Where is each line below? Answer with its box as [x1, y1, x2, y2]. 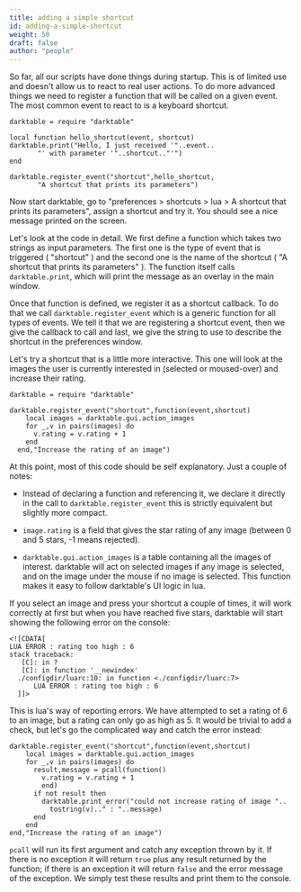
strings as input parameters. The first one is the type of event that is [9, 242, 261, 253]
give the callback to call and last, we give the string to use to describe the [9, 327, 282, 338]
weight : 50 [9, 30, 50, 39]
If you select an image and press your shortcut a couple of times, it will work [9, 598, 292, 608]
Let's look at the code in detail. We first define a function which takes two [9, 233, 281, 244]
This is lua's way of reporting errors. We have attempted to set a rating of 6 [9, 706, 288, 716]
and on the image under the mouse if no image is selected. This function [22, 571, 291, 581]
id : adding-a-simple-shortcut [9, 22, 123, 31]
